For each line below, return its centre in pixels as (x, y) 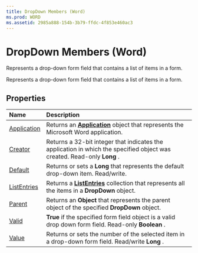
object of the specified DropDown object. (103, 207)
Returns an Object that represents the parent (108, 200)
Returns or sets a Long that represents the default (115, 166)
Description (63, 115)
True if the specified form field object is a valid (111, 218)
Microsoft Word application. (85, 132)
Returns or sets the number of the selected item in (115, 234)
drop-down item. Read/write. (86, 174)
